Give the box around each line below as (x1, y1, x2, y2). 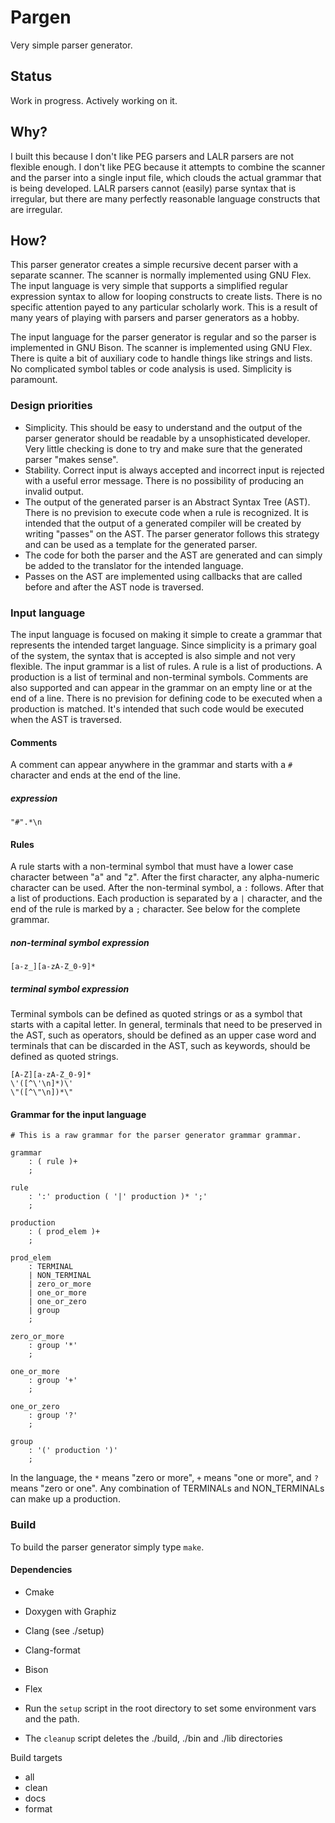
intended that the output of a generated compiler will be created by (24, 517, 302, 529)
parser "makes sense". (24, 453, 119, 465)
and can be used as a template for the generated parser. (24, 538, 258, 550)
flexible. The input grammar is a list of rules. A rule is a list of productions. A (10, 660, 323, 672)
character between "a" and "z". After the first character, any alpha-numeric (10, 871, 320, 883)
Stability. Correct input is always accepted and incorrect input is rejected (24, 464, 325, 476)
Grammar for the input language (10, 1108, 147, 1120)
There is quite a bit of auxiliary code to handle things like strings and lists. (10, 352, 313, 365)
